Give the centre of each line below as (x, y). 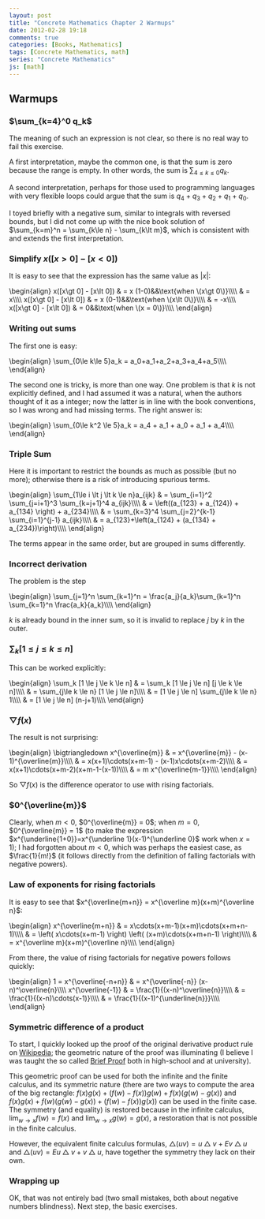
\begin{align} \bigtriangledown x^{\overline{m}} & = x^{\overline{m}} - (123, 753)
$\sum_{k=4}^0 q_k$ (50, 122)
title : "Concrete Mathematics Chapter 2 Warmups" (92, 23)
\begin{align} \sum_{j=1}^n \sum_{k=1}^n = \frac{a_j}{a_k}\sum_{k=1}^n (125, 596)
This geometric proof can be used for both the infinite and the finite (118, 1076)
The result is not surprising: (54, 738)
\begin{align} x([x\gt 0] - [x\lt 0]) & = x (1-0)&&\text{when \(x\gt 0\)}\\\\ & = (130, 291)
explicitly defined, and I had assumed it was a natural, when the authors (126, 393)
